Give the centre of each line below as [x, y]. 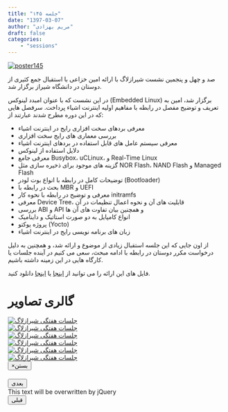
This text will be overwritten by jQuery [62, 392]
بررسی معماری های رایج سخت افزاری [67, 135]
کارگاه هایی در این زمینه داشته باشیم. [55, 260]
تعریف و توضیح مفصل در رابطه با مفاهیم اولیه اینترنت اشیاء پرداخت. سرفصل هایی [113, 107]
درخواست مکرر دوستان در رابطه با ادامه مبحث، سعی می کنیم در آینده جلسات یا [111, 252]
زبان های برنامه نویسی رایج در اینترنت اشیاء [74, 231]
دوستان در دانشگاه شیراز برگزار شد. [55, 86]
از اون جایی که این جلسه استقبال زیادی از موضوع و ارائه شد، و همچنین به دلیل [108, 245]
